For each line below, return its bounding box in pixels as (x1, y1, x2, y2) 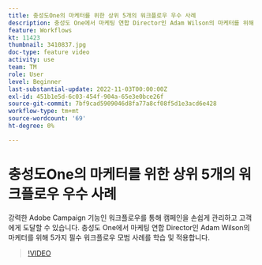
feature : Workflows (8, 26, 73, 34)
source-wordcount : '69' (8, 115, 87, 123)
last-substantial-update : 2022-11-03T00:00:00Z (8, 85, 168, 93)
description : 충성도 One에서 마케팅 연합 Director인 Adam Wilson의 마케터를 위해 (8, 19, 254, 27)
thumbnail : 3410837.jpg (8, 41, 87, 49)
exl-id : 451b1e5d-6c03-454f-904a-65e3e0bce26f (8, 93, 164, 100)
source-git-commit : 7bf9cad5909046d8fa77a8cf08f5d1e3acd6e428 (8, 100, 217, 108)
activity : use (8, 56, 55, 64)
